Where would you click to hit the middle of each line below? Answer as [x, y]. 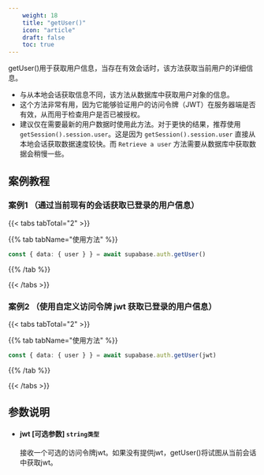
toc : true [39, 45]
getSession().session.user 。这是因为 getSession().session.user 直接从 [138, 134]
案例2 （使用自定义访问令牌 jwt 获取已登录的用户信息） [112, 306]
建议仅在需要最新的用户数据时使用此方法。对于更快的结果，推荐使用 [130, 124]
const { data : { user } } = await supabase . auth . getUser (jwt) [112, 355]
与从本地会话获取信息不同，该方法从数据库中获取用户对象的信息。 [126, 95]
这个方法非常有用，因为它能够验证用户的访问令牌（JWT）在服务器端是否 [138, 105]
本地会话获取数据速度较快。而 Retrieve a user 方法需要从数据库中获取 [134, 144]
